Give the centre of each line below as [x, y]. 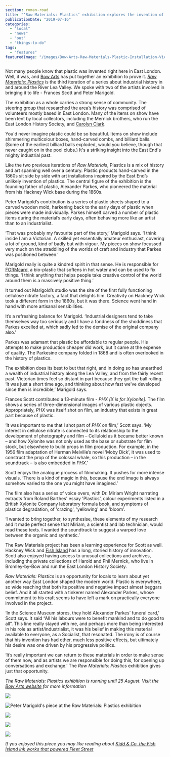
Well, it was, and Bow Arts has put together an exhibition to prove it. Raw [81, 77]
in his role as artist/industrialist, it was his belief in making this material [79, 629]
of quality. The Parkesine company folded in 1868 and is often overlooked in [84, 353]
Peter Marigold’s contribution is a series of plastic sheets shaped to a [77, 202]
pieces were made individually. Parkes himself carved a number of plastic [82, 212]
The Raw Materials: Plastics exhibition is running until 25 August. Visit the [82, 681]
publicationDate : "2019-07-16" [38, 19]
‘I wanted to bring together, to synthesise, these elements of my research [81, 519]
